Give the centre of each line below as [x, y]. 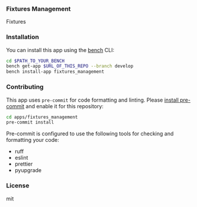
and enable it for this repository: [64, 106]
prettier [24, 164]
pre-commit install [30, 122]
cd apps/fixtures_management [42, 117]
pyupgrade [28, 170]
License [18, 186]
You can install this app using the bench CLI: [60, 50]
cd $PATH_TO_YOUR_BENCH [35, 61]
